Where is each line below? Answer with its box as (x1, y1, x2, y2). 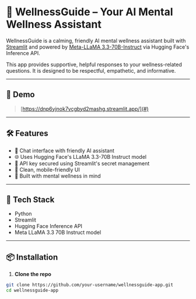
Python (14, 210, 32, 218)
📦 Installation (6, 252, 58, 262)
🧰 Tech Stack (6, 195, 55, 205)
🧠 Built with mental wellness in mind (14, 172, 101, 179)
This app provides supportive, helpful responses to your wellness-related (6, 61, 183, 68)
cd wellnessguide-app (6, 287, 59, 294)
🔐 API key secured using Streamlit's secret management (14, 159, 150, 167)
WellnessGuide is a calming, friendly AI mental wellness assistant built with (6, 37, 186, 44)
